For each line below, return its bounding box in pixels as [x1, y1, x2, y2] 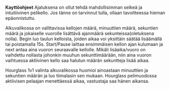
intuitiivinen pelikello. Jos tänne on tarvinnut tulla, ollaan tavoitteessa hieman [5, 10, 165, 16]
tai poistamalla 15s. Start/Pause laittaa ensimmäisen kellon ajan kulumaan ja [5, 41, 163, 47]
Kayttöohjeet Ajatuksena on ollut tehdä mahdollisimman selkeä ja [5, 5, 143, 10]
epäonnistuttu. [5, 15, 36, 21]
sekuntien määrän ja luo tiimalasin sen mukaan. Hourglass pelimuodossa [5, 73, 157, 78]
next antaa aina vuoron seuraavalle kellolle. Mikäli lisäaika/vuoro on [5, 47, 146, 52]
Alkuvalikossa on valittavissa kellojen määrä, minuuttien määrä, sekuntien [5, 25, 158, 31]
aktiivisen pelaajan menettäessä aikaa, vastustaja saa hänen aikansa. [5, 78, 150, 84]
